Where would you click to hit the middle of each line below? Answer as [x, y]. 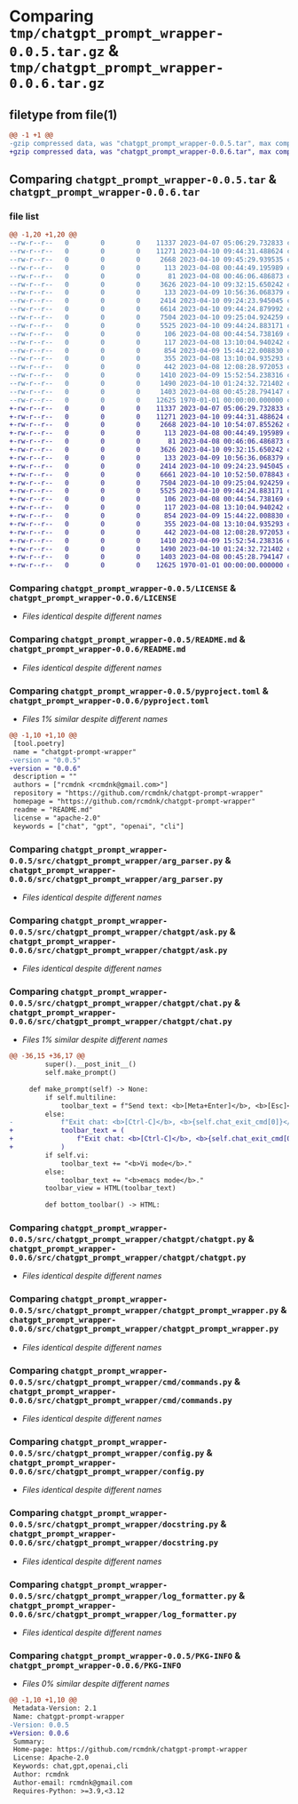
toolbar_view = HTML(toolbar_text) [110, 1189]
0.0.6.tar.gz [57, 84]
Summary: [29, 1741]
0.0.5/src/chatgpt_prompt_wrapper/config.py [107, 1453]
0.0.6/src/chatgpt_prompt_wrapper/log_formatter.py [123, 1614]
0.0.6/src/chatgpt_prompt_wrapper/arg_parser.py [116, 879]
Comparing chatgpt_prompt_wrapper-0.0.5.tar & [143, 180]
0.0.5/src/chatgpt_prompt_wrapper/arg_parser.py [116, 861]
